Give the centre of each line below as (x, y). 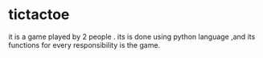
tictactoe (39, 15)
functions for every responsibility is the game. (84, 44)
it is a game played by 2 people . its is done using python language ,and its (132, 37)
